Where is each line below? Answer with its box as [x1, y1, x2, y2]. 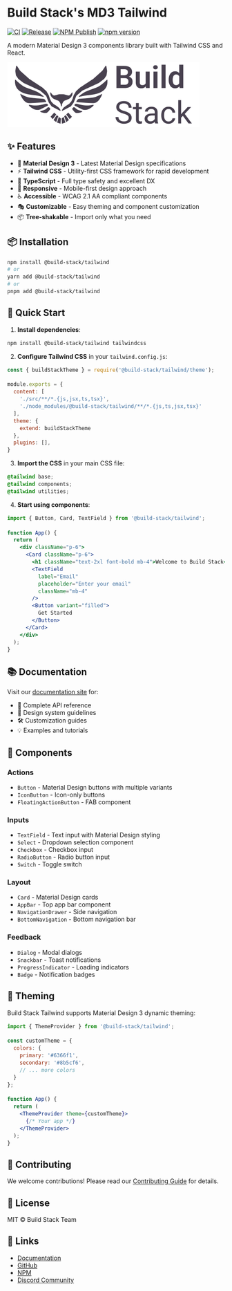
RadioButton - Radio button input [17, 853, 110, 862]
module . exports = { [7, 381, 64, 388]
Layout [7, 877, 31, 887]
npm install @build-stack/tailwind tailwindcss [7, 340, 147, 346]
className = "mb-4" [37, 588, 88, 595]
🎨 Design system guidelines [17, 709, 97, 717]
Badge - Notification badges [17, 970, 95, 978]
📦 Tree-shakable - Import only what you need [17, 212, 151, 221]
